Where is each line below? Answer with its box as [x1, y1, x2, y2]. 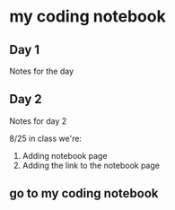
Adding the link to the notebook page [22, 160, 160, 171]
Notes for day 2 [9, 115, 67, 127]
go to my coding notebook [9, 186, 159, 201]
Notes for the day [9, 66, 74, 76]
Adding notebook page [22, 150, 108, 161]
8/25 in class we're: [9, 133, 83, 144]
